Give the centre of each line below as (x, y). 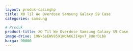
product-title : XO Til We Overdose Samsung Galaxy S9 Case (67, 32)
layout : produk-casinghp (30, 9)
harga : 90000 (18, 41)
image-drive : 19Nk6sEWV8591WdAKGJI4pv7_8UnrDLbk (56, 36)
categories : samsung (26, 18)
